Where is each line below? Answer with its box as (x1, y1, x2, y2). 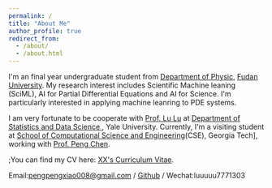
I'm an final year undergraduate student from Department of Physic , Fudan (8, 72, 258, 81)
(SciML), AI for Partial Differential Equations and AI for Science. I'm (8, 89, 231, 98)
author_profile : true (8, 27, 82, 35)
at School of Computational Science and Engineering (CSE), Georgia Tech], (8, 130, 258, 140)
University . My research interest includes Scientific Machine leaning (8, 80, 236, 90)
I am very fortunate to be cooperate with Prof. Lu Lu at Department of (8, 113, 241, 122)
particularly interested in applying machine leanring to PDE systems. (8, 98, 237, 107)
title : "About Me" (8, 19, 71, 28)
